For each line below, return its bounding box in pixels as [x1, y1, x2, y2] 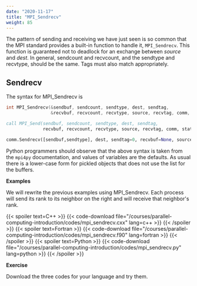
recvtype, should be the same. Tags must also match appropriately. [6, 60, 169, 68]
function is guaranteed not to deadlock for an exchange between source [6, 48, 181, 55]
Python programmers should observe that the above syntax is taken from [6, 147, 183, 154]
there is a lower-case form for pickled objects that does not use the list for [6, 160, 186, 167]
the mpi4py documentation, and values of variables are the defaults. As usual [6, 153, 191, 160]
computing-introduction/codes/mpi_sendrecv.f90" [6, 231, 128, 238]
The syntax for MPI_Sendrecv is [6, 93, 83, 100]
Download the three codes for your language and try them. [6, 272, 148, 280]
